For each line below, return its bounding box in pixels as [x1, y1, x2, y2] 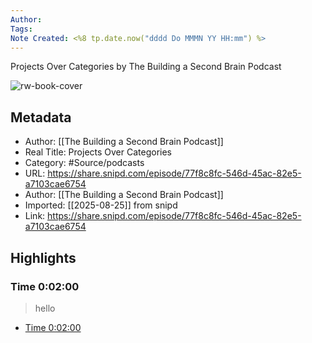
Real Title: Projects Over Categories [24, 146, 173, 158]
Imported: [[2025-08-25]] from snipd [24, 199, 178, 211]
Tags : [10, 24, 33, 34]
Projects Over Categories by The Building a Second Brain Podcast [10, 61, 282, 73]
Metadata [10, 109, 72, 126]
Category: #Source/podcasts [24, 157, 145, 169]
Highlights [10, 249, 77, 266]
